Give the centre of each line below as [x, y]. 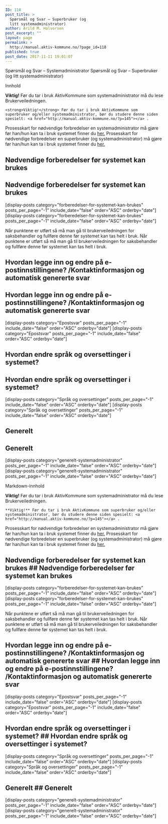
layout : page [19, 38]
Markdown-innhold [25, 486]
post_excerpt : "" [23, 33]
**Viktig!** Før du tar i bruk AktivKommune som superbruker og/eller [80, 510]
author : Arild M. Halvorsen [35, 29]
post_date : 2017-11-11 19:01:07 [39, 56]
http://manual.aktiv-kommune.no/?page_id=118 [58, 47]
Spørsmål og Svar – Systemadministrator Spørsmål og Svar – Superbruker [81, 71]
